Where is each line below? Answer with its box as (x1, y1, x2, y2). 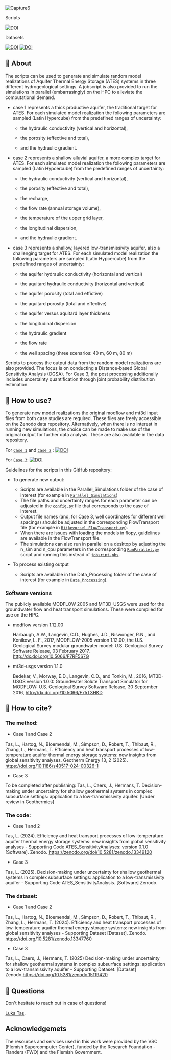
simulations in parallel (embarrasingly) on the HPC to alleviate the (5, 89, 143, 95)
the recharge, (20, 195, 49, 201)
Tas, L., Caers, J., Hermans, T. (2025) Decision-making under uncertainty (5, 955, 160, 962)
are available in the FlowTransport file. (20, 535, 101, 541)
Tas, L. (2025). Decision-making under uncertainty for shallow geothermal (5, 869, 161, 875)
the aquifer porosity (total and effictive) (20, 290, 103, 297)
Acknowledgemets (5, 1025, 67, 1033)
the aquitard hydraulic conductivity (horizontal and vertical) (20, 281, 145, 287)
